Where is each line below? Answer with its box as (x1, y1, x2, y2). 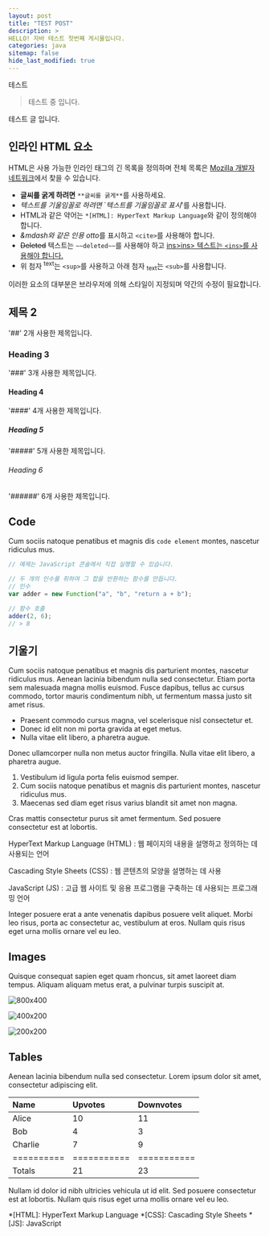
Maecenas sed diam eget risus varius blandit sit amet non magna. (19, 798, 238, 808)
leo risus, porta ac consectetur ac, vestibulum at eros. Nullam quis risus (8, 918, 246, 927)
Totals (12, 1165, 36, 1176)
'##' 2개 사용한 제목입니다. (8, 328, 92, 338)
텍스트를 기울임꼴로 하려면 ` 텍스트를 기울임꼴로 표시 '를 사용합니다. (19, 200, 226, 209)
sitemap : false (8, 49, 59, 57)
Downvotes (137, 1099, 182, 1110)
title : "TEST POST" (8, 19, 74, 27)
